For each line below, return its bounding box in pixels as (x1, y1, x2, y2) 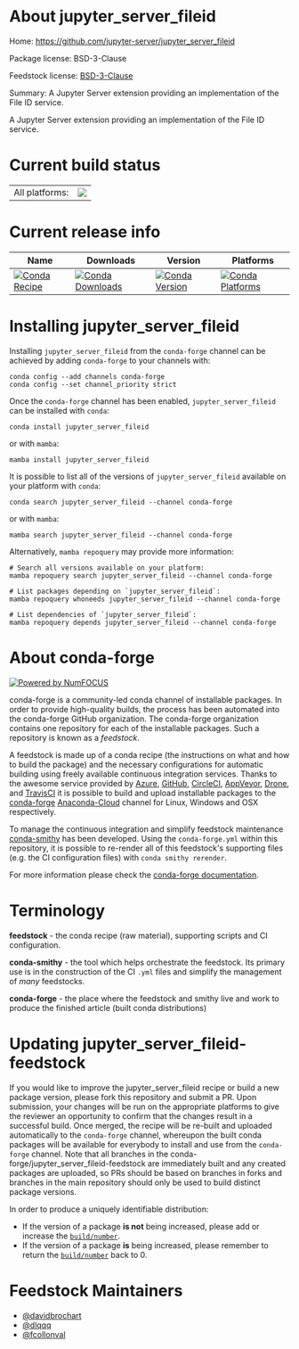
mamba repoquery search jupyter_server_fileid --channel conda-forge (9, 571, 273, 580)
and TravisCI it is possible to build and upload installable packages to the (9, 787, 277, 798)
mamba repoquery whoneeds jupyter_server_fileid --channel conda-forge (9, 595, 280, 604)
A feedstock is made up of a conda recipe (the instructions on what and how (9, 749, 290, 760)
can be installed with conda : (9, 405, 109, 415)
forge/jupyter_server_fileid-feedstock (9, 1157, 146, 1169)
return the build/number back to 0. (21, 1249, 148, 1260)
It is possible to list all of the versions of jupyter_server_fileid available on (9, 471, 287, 481)
